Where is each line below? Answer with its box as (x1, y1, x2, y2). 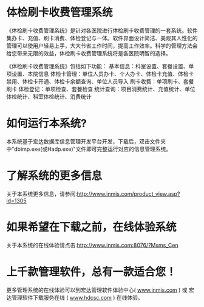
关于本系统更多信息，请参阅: (6, 190, 78, 198)
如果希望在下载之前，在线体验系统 (6, 220, 177, 234)
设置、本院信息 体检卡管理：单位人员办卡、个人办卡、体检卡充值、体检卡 (11, 70, 194, 77)
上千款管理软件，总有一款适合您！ (6, 265, 177, 278)
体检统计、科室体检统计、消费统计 (6, 92, 92, 100)
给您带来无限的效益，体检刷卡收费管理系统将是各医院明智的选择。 (6, 49, 171, 57)
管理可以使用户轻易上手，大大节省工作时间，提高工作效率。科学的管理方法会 (6, 42, 198, 49)
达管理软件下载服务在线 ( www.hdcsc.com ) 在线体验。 (6, 294, 144, 301)
